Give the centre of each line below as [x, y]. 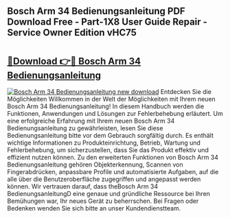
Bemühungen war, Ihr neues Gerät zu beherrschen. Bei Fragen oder [103, 201]
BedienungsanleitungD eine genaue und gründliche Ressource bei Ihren [109, 194]
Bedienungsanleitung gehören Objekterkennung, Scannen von [95, 165]
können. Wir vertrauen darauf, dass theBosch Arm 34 [83, 186]
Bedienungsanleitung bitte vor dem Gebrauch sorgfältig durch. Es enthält [111, 135]
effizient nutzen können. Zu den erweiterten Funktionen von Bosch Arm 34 [113, 157]
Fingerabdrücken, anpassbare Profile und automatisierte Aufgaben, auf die [113, 172]
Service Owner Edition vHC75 [72, 33]
